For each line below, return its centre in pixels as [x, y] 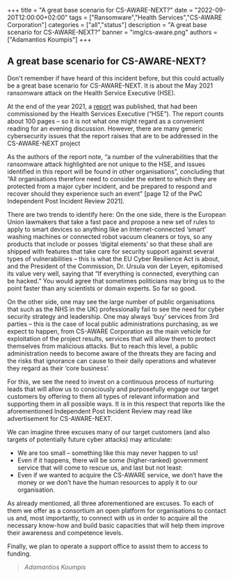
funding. [19, 553]
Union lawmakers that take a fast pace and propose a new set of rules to [111, 222]
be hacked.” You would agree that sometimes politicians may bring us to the [116, 281]
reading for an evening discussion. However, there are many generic [105, 129]
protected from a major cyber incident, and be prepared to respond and [110, 186]
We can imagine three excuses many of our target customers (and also [109, 432]
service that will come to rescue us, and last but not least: [100, 468]
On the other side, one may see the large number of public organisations [111, 302]
